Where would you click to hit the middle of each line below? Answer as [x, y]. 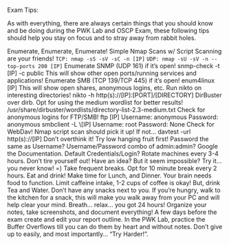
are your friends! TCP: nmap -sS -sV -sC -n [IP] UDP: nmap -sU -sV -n [108, 58]
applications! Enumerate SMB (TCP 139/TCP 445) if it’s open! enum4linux [111, 81]
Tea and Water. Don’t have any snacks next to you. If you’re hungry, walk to [114, 190]
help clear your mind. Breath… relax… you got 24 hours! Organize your [107, 205]
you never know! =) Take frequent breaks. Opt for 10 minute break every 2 [112, 168]
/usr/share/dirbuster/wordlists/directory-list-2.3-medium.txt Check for [106, 110]
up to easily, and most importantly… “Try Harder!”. [78, 234]
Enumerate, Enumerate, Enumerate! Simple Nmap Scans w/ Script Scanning [115, 51]
